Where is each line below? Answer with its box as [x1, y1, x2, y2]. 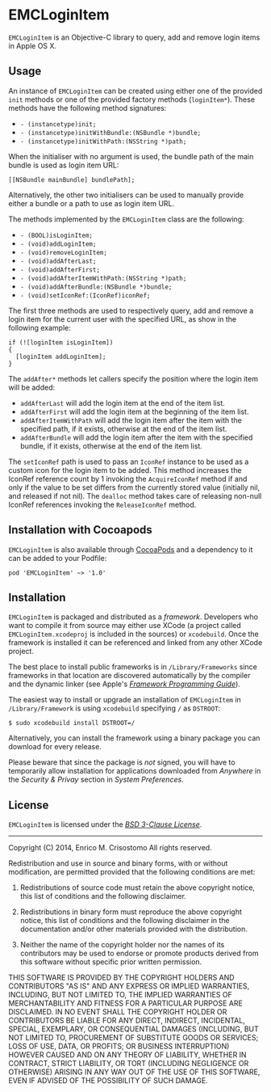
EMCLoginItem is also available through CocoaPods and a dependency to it [8, 544, 253, 554]
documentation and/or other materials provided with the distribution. [19, 924, 248, 934]
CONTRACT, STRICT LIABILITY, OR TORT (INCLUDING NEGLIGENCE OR [8, 1059, 249, 1069]
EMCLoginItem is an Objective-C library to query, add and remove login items [8, 32, 261, 42]
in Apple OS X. [8, 40, 57, 50]
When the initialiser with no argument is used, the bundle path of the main [8, 151, 254, 161]
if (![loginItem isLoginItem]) [8, 338, 114, 347]
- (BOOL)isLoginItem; [19, 231, 93, 239]
